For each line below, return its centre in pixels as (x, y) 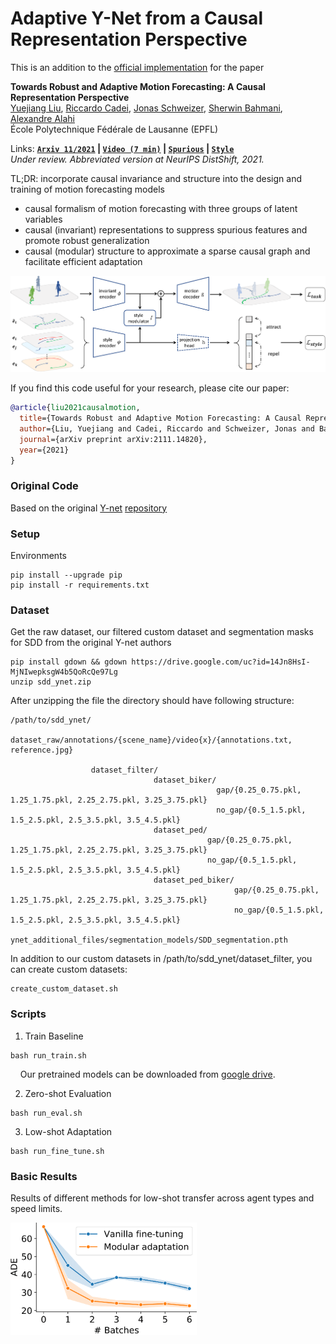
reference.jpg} (42, 750)
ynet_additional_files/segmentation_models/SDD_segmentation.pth (149, 940)
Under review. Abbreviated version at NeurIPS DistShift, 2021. (137, 159)
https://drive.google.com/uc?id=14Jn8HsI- (221, 662)
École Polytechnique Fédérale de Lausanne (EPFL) (114, 129)
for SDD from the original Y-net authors (91, 643)
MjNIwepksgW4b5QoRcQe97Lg (64, 672)
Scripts (28, 1014)
